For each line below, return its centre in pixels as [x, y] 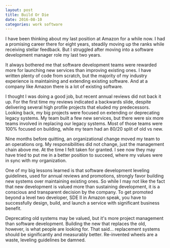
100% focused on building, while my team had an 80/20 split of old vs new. [84, 129]
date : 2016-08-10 [24, 19]
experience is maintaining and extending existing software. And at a [77, 81]
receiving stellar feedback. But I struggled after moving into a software [79, 49]
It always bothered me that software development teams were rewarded [81, 65]
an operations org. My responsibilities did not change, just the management [85, 144]
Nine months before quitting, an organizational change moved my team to [83, 139]
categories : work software [34, 24]
